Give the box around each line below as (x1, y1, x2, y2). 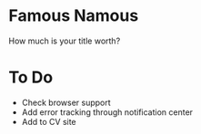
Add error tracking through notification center (21, 106, 193, 118)
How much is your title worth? (8, 35, 121, 46)
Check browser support (21, 97, 111, 108)
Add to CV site (21, 116, 76, 127)
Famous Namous (8, 5, 139, 26)
